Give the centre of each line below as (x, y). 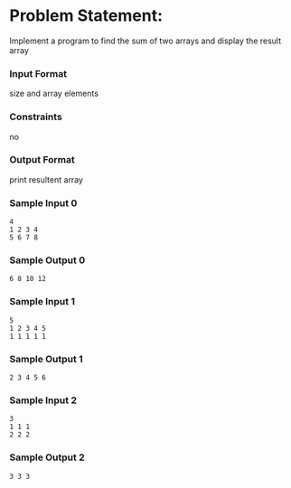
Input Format (38, 73)
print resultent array (47, 179)
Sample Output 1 (46, 359)
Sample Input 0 (43, 202)
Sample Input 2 (43, 400)
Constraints (36, 117)
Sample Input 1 (42, 302)
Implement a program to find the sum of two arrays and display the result (145, 41)
